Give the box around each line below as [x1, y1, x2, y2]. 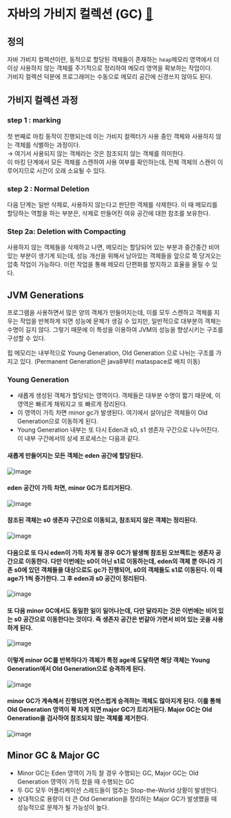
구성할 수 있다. [7, 334, 46, 342]
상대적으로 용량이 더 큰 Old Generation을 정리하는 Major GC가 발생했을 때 [16, 795, 217, 803]
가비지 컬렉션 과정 [7, 94, 78, 107]
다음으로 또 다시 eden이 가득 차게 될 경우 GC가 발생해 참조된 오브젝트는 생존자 [7, 548, 214, 557]
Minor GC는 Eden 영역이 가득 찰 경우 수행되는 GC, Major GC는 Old [16, 769, 199, 777]
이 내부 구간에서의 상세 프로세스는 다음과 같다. [16, 434, 141, 443]
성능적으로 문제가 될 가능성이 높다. [16, 803, 109, 811]
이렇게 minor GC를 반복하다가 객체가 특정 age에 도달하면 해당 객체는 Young [7, 656, 210, 664]
